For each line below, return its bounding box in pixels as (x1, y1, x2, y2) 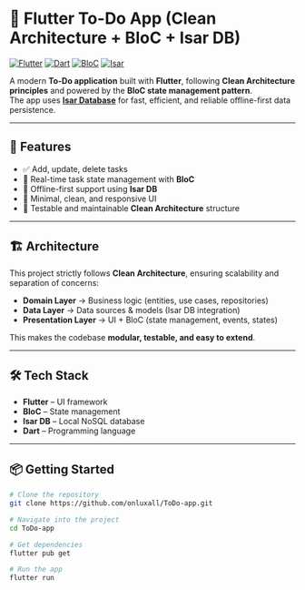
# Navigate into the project (9, 514, 120, 524)
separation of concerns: (9, 277, 100, 288)
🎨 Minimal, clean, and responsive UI (22, 193, 157, 204)
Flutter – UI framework (22, 396, 108, 408)
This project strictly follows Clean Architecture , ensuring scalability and (9, 268, 280, 279)
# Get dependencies (9, 540, 84, 549)
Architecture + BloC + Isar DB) (9, 27, 241, 48)
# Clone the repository (9, 491, 100, 500)
